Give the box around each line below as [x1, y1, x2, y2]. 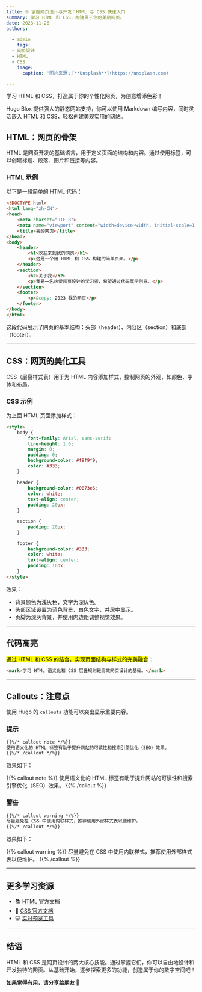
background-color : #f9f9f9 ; [28, 458, 98, 464]
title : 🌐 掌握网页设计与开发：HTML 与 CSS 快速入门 [6, 8, 126, 15]
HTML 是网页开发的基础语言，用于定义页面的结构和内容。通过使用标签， [6, 149, 186, 156]
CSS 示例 [6, 397, 33, 405]
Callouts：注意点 [6, 691, 70, 701]
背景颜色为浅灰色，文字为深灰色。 [14, 598, 100, 605]
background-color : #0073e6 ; [28, 485, 98, 491]
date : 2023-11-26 [6, 20, 50, 26]
